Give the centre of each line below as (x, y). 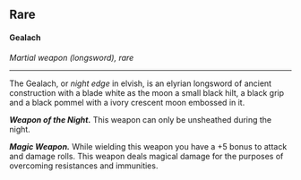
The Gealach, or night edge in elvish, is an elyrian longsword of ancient (140, 83)
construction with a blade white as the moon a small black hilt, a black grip (147, 92)
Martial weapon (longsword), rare (72, 57)
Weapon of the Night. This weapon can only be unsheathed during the (141, 119)
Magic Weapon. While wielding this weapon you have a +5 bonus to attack (148, 146)
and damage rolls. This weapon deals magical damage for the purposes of (146, 156)
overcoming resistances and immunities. (84, 166)
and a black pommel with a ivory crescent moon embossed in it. (127, 102)
